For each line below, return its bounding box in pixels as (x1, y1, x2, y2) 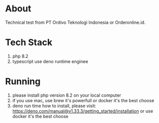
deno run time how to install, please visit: (12, 103, 96, 109)
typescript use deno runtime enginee (12, 58, 88, 64)
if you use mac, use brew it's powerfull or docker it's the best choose (12, 97, 155, 103)
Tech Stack (5, 37, 53, 48)
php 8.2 (12, 53, 29, 59)
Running (5, 76, 41, 87)
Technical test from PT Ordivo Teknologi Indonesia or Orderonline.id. (5, 19, 146, 25)
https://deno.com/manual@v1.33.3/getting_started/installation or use (12, 108, 153, 114)
